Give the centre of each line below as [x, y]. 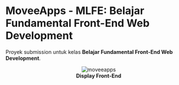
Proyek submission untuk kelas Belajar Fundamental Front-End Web [89, 52]
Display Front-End [99, 76]
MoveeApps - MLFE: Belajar [75, 11]
